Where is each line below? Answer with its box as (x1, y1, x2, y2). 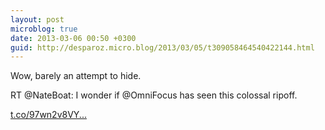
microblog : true (10, 24, 78, 34)
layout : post (10, 14, 65, 25)
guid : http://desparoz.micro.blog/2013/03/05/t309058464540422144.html (10, 42, 315, 53)
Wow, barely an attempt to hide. (10, 70, 142, 82)
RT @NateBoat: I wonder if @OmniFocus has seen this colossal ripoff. (10, 89, 298, 101)
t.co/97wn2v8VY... (10, 109, 87, 121)
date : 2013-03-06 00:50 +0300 (10, 33, 137, 43)
